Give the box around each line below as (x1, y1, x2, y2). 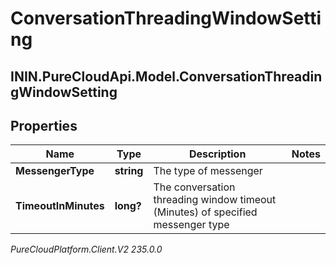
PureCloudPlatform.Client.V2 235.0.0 (10, 243, 163, 256)
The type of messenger (153, 164, 263, 178)
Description (188, 147, 247, 161)
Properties (10, 117, 78, 134)
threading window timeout (153, 193, 277, 207)
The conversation (153, 180, 236, 194)
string (114, 164, 144, 178)
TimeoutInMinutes (15, 199, 105, 213)
